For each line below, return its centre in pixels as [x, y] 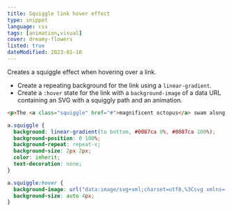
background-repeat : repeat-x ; [57, 145]
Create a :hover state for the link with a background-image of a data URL [119, 92]
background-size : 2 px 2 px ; [52, 151]
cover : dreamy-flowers [40, 39]
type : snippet [28, 20]
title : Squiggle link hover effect [59, 14]
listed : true [26, 46]
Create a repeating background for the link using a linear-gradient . [114, 85]
